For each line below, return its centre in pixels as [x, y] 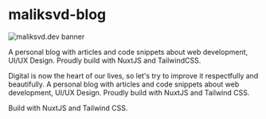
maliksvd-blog [57, 15]
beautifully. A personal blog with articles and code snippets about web [124, 84]
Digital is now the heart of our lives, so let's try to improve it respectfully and [133, 75]
